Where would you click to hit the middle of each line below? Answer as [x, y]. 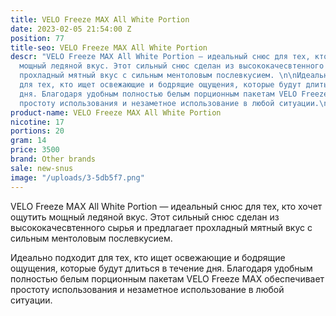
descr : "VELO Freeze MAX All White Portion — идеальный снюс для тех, [160, 57]
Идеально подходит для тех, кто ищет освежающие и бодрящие [148, 257]
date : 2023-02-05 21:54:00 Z [71, 29]
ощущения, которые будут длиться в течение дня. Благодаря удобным [161, 268]
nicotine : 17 [37, 122]
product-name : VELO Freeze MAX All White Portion [116, 112]
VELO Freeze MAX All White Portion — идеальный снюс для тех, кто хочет [166, 206]
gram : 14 [28, 141]
